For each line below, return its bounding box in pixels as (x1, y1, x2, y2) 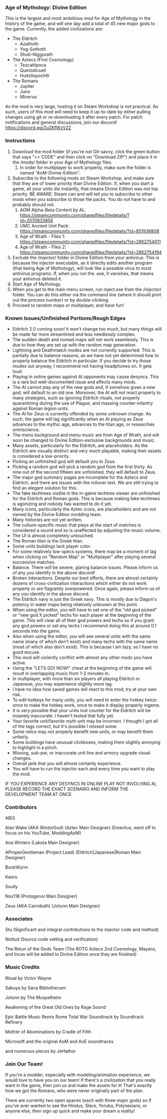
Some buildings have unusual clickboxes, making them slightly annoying (12, 739, 161, 745)
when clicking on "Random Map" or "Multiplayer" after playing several (12, 554, 156, 559)
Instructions (5, 137, 36, 144)
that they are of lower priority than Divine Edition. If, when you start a (12, 180, 154, 186)
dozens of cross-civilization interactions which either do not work (12, 580, 147, 586)
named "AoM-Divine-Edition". (19, 170, 81, 176)
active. (12, 660, 26, 666)
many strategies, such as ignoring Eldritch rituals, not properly (12, 394, 140, 400)
